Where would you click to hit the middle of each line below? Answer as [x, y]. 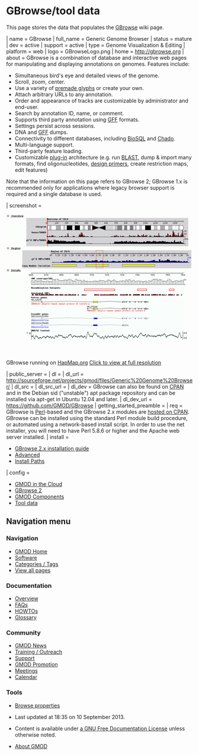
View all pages [33, 570]
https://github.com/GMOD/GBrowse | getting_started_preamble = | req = [94, 405]
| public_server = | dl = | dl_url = [45, 374]
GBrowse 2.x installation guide [52, 448]
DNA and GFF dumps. [41, 132]
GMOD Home [31, 551]
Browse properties [37, 705]
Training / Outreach [38, 652]
